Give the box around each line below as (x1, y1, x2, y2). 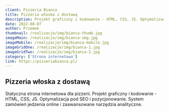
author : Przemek (5, 26, 39, 31)
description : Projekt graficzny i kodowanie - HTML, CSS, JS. (5, 17, 138, 22)
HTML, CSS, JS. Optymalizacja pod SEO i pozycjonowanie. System (5, 96, 144, 102)
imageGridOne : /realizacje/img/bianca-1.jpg (5, 45, 100, 50)
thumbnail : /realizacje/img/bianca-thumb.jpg (5, 31, 102, 36)
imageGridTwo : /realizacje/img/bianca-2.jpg (5, 49, 100, 54)
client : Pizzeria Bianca (5, 7, 57, 13)
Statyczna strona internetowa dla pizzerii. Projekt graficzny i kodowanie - (5, 91, 157, 97)
